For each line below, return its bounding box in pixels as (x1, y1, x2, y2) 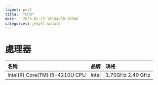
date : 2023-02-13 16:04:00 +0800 (5, 16, 79, 21)
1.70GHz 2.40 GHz (105, 72, 151, 79)
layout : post (5, 7, 32, 12)
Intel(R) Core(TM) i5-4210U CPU (7, 72, 86, 79)
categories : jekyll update (5, 21, 61, 26)
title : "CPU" (5, 12, 35, 17)
